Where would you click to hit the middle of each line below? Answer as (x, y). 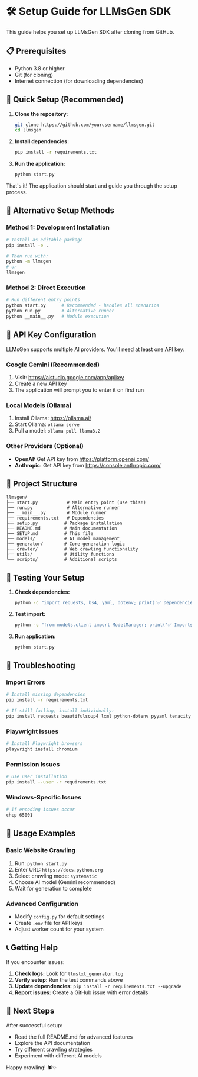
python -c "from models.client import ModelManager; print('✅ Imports (104, 625)
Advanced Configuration (42, 904)
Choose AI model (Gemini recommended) (65, 882)
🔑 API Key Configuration (51, 335)
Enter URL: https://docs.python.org (59, 869)
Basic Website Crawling (41, 850)
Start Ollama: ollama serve (47, 424)
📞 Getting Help (32, 948)
